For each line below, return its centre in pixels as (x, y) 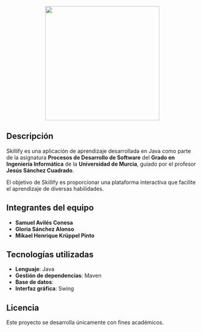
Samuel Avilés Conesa (44, 222)
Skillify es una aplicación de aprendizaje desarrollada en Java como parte (99, 151)
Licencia (23, 308)
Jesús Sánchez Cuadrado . (40, 170)
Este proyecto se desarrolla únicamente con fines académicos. (85, 322)
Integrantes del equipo (50, 208)
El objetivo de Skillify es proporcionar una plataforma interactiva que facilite (101, 182)
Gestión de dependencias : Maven (58, 276)
